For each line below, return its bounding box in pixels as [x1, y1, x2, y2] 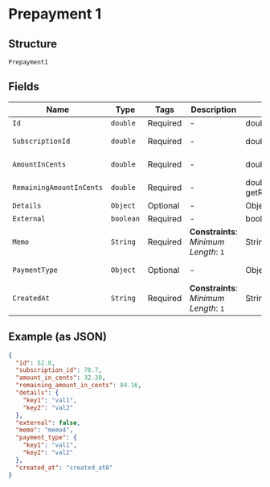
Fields [8, 80, 40, 93]
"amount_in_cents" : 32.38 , [15, 374, 106, 382]
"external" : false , [15, 419, 81, 427]
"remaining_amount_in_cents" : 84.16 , [15, 382, 142, 390]
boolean [111, 214, 141, 223]
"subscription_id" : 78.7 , [15, 366, 103, 374]
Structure [8, 37, 58, 51]
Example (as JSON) [8, 330, 107, 344]
